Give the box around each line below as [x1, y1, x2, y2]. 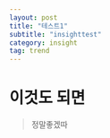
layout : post [9, 13, 58, 22]
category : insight [9, 38, 78, 47]
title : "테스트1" [9, 22, 69, 30]
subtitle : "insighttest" [9, 30, 102, 39]
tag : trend [9, 47, 50, 56]
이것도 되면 [9, 88, 86, 108]
